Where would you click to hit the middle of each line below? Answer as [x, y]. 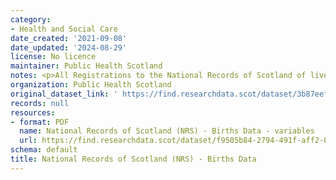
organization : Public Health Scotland [91, 85]
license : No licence [53, 57]
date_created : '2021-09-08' [69, 38]
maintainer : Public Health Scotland [86, 66]
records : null [40, 103]
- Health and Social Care [64, 29]
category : [31, 19]
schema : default [44, 150]
